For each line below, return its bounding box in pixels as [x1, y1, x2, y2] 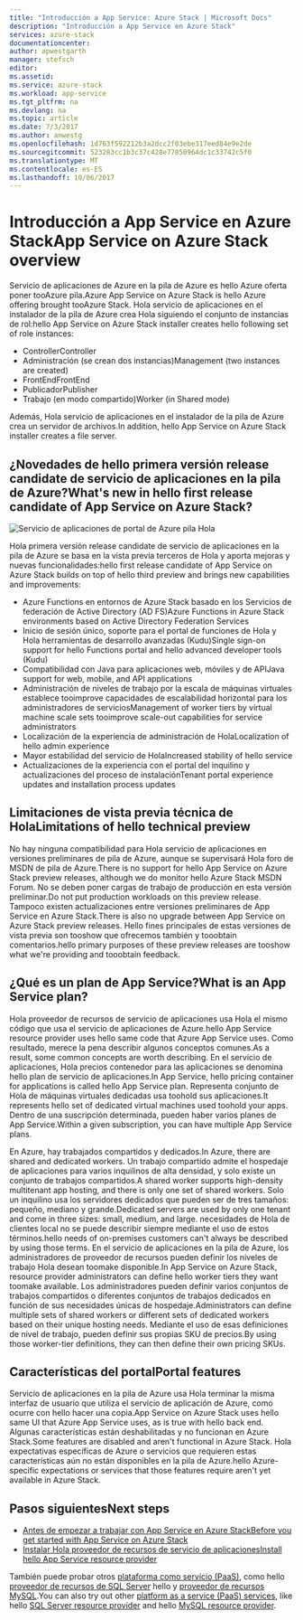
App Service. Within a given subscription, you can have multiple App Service [9, 1118, 292, 1130]
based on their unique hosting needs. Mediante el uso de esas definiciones [9, 1319, 289, 1330]
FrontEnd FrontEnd [22, 374, 90, 385]
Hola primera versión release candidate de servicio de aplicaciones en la [9, 541, 280, 551]
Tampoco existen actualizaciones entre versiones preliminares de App [9, 900, 271, 911]
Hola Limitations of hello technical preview [9, 819, 251, 834]
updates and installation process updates [22, 779, 176, 789]
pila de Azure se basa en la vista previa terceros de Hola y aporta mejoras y [9, 551, 290, 560]
